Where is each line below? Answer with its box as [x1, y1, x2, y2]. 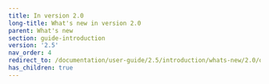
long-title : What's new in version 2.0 [8, 19, 142, 27]
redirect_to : [8, 57, 52, 65]
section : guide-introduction [8, 34, 106, 42]
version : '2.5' [8, 42, 59, 50]
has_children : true [8, 64, 74, 72]
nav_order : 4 [8, 49, 52, 57]
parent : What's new [8, 26, 74, 34]
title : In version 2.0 [8, 11, 84, 20]
